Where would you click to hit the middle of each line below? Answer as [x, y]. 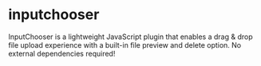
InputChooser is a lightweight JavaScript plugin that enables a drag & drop [130, 37]
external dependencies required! [62, 53]
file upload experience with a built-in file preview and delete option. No [125, 45]
